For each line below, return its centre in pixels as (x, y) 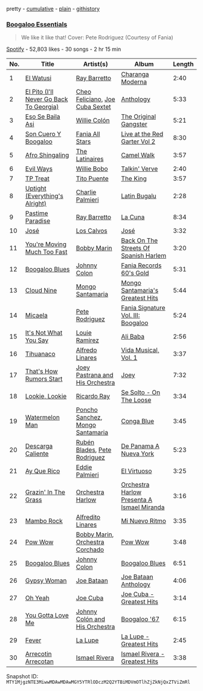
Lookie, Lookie (46, 397)
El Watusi (38, 78)
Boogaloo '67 (140, 619)
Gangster (134, 125)
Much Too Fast (46, 252)
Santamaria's (140, 291)
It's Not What (44, 333)
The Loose (136, 400)
